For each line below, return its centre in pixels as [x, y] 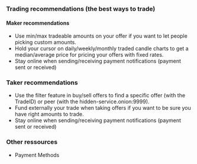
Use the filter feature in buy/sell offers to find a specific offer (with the [100, 96]
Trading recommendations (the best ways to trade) [81, 9]
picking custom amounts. [46, 42]
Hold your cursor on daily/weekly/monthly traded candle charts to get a [101, 48]
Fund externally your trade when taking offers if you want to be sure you [103, 108]
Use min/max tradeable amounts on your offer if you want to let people [101, 36]
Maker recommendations [38, 23]
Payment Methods [37, 155]
